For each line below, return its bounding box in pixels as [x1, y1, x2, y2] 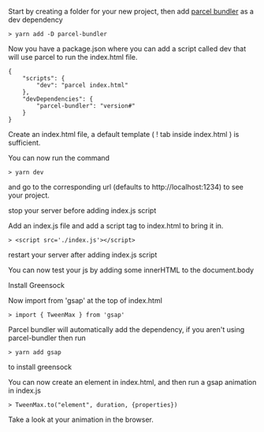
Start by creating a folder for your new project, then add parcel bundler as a [8, 7, 255, 16]
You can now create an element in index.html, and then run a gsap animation [8, 378, 257, 386]
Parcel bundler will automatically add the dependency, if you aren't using [8, 325, 245, 334]
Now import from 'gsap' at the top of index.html [8, 296, 163, 305]
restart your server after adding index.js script [8, 250, 158, 259]
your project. [8, 190, 50, 200]
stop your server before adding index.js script [8, 206, 157, 215]
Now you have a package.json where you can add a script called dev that [8, 44, 247, 54]
